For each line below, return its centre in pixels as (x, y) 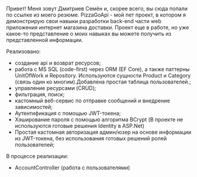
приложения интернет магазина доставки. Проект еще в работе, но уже (98, 27)
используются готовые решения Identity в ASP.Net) (80, 126)
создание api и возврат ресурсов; (58, 63)
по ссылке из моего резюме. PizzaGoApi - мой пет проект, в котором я (96, 15)
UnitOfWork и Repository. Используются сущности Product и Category (103, 75)
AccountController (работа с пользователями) (72, 168)
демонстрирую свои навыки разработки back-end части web (84, 21)
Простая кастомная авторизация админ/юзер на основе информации (103, 132)
